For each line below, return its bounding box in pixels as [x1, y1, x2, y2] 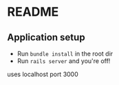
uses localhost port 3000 [7, 70, 79, 78]
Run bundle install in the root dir [17, 49, 113, 58]
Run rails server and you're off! [17, 57, 111, 65]
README [7, 4, 59, 20]
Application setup [7, 32, 85, 43]
